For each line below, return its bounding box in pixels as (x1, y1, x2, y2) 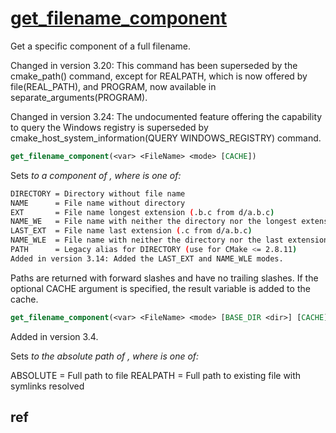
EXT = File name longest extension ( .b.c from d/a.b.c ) (10, 207, 275, 217)
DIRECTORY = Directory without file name (10, 188, 186, 199)
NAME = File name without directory (10, 198, 186, 208)
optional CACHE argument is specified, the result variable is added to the (10, 282, 311, 294)
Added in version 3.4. (10, 330, 99, 342)
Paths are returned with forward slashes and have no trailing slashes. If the (10, 272, 319, 284)
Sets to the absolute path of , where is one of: (10, 350, 200, 362)
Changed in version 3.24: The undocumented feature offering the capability (10, 110, 323, 122)
